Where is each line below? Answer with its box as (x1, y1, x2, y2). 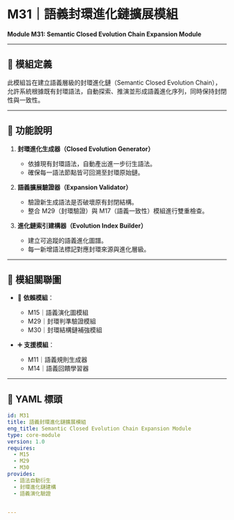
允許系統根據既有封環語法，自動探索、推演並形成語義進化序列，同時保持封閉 (7, 87, 227, 95)
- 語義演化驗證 (13, 490, 52, 497)
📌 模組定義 (7, 59, 52, 70)
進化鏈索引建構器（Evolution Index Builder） (17, 221, 148, 230)
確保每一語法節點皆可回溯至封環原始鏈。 (27, 168, 144, 177)
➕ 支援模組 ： (17, 341, 55, 349)
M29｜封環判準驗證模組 (27, 317, 96, 325)
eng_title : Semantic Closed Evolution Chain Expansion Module (7, 425, 192, 432)
